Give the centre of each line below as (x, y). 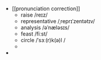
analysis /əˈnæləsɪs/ (45, 27)
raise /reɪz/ (34, 15)
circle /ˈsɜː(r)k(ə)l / (43, 40)
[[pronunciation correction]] (46, 9)
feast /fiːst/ (34, 34)
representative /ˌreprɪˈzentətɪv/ (58, 21)
